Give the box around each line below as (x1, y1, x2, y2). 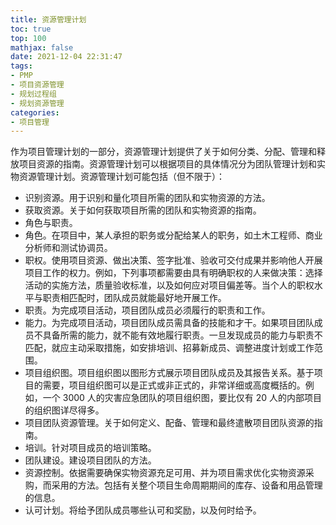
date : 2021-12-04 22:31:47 (10, 52, 123, 62)
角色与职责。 (24, 217, 78, 229)
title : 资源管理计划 (10, 14, 87, 25)
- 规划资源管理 (10, 98, 65, 108)
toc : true (10, 24, 52, 34)
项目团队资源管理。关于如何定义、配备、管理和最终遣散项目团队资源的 (24, 417, 315, 429)
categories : (10, 107, 60, 118)
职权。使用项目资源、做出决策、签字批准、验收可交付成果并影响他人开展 (24, 254, 323, 266)
